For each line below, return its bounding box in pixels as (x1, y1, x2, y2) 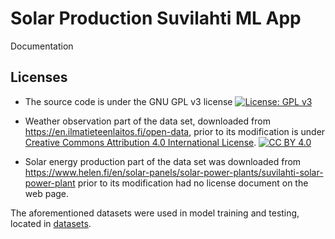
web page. (24, 187, 70, 199)
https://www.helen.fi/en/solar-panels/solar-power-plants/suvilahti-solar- (24, 166, 324, 178)
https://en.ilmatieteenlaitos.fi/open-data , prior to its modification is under (24, 125, 326, 137)
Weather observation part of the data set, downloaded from (24, 115, 271, 127)
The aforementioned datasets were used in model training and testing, (10, 207, 300, 219)
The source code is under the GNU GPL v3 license (24, 95, 233, 107)
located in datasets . (10, 217, 92, 229)
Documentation (10, 40, 74, 52)
